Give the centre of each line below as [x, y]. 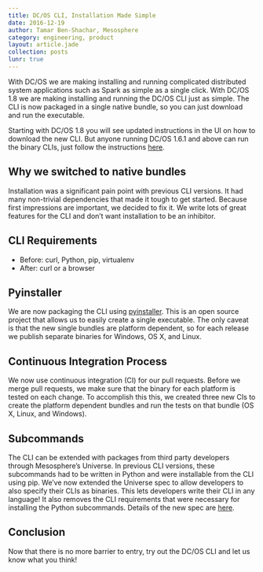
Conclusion [37, 532]
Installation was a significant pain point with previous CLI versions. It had [126, 190]
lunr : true [26, 60]
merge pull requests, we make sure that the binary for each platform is [122, 389]
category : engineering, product [61, 37]
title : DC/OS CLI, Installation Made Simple [82, 15]
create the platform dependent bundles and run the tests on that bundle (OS [131, 405]
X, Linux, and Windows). [47, 414]
